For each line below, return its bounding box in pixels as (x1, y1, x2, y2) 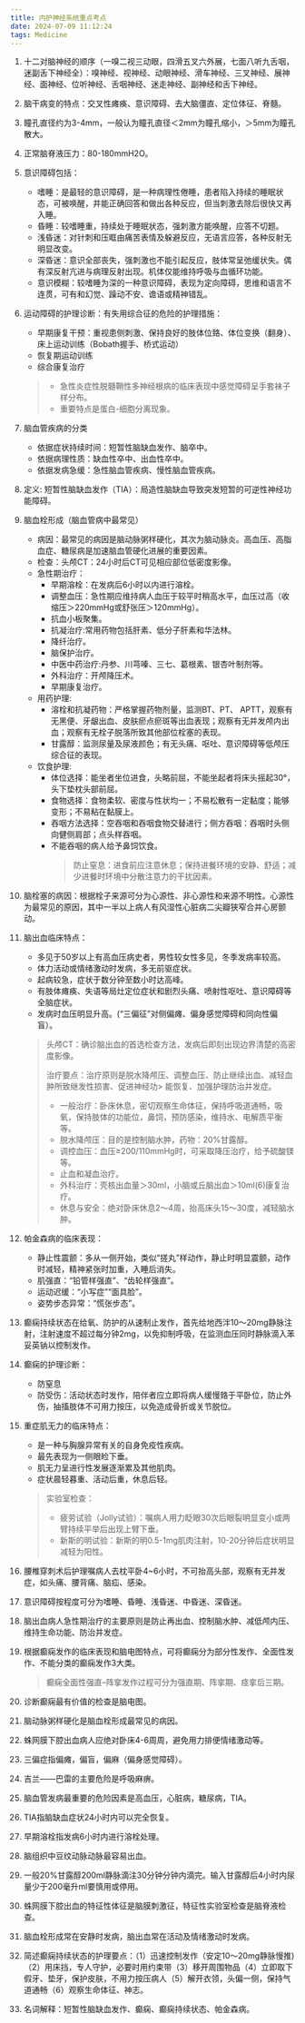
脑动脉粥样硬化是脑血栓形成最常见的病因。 (23, 1715, 183, 1726)
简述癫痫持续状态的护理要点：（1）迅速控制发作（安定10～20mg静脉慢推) (23, 1950, 295, 1961)
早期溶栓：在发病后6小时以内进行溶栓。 (50, 579, 200, 590)
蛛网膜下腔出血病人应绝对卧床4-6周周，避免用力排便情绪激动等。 (23, 1735, 269, 1746)
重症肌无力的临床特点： (23, 1420, 112, 1431)
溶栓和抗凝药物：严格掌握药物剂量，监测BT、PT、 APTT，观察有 (50, 705, 293, 715)
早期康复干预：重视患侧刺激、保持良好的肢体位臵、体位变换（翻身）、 (36, 328, 296, 339)
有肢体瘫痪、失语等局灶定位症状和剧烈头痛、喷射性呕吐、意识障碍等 (36, 986, 292, 997)
